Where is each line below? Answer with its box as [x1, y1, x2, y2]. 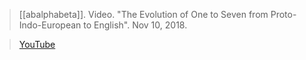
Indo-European [18, 19, 82, 31]
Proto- [270, 9, 297, 20]
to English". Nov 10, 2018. [83, 19, 188, 31]
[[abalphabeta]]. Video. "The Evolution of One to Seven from [18, 9, 269, 20]
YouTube [18, 39, 56, 50]
